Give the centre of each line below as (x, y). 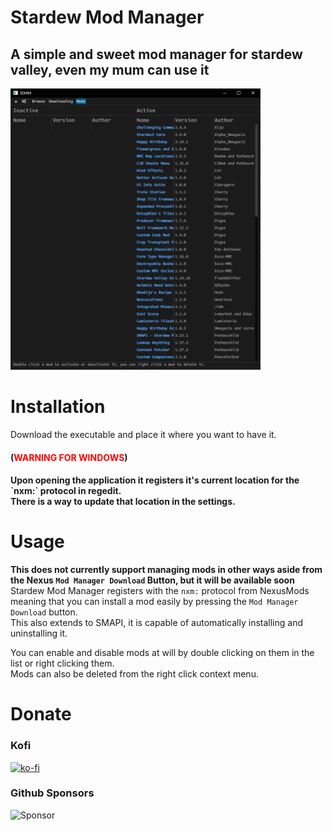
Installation (58, 407)
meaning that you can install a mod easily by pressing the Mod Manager (154, 602)
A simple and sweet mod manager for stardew (156, 54)
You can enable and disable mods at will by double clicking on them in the (162, 653)
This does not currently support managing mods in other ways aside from (166, 570)
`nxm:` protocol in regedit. (66, 491)
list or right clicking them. (62, 663)
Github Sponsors (52, 793)
